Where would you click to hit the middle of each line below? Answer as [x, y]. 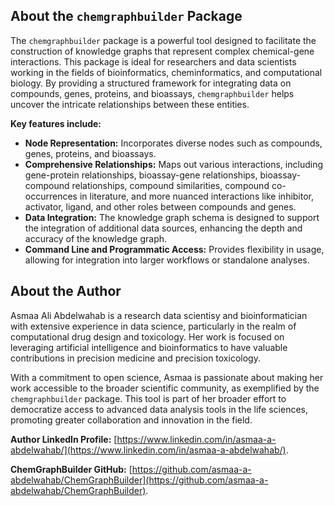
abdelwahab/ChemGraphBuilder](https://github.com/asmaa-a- [139, 480]
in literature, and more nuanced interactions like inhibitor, [197, 196]
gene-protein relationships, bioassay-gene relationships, [141, 175]
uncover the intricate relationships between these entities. [130, 104]
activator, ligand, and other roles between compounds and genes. [160, 206]
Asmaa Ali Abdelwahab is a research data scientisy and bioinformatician [159, 315]
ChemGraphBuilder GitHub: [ [71, 469]
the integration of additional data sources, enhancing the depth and [163, 228]
